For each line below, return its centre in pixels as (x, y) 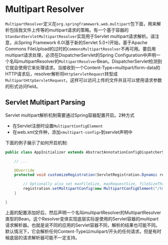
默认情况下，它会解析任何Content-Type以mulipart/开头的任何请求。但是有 (81, 231)
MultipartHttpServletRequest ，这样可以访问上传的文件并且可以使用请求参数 (84, 80)
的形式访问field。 (23, 86)
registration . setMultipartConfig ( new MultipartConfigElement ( (89, 189)
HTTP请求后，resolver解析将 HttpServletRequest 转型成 (61, 74)
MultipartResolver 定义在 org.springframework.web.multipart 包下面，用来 (81, 24)
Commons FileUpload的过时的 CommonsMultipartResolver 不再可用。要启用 (80, 49)
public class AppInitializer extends (44, 152)
